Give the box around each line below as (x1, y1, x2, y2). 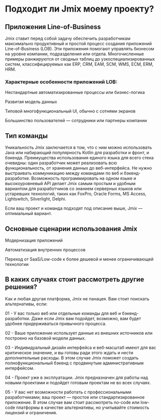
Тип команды (5, 132, 48, 140)
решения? (5, 283, 38, 291)
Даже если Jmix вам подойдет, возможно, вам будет (31, 315, 141, 321)
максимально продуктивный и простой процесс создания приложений (5, 41, 152, 47)
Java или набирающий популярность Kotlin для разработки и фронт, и (5, 150, 149, 156)
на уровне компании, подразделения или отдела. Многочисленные (5, 51, 144, 57)
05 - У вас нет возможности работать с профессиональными (5, 389, 132, 395)
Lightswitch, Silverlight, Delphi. (5, 196, 67, 202)
